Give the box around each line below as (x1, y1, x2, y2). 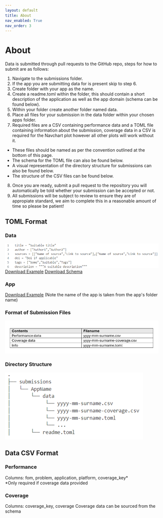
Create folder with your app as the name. (12, 86, 95, 92)
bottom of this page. (12, 153, 53, 158)
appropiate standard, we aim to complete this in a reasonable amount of (12, 198, 157, 204)
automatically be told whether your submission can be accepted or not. (12, 188, 155, 193)
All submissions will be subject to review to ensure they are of (12, 193, 136, 199)
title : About (5, 13, 32, 18)
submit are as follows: (5, 66, 49, 72)
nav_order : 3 (5, 23, 32, 28)
